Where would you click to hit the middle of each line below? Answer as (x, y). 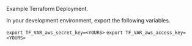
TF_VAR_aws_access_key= (156, 33)
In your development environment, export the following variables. (88, 20)
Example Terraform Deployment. (47, 9)
